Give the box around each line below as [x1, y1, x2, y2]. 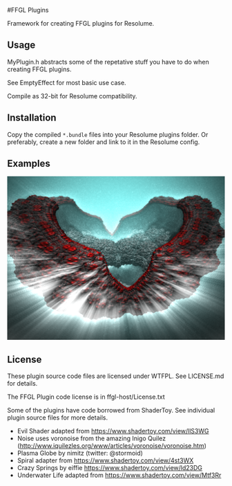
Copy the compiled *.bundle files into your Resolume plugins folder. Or [7, 130, 209, 138]
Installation [7, 112, 57, 124]
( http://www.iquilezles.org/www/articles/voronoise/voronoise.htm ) [17, 442, 207, 450]
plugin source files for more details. [7, 413, 108, 422]
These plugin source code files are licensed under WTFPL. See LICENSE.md [7, 372, 224, 380]
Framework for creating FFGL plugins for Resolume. [7, 19, 155, 27]
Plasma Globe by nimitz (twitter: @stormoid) [17, 449, 144, 458]
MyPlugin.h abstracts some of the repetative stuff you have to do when [7, 57, 209, 66]
